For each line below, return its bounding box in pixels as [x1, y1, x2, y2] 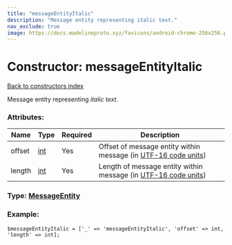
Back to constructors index [7, 82, 84, 90]
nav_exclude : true [7, 23, 60, 30]
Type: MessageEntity [7, 191, 81, 201]
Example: [7, 210, 39, 219]
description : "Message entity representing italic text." [7, 17, 177, 23]
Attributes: [7, 112, 45, 122]
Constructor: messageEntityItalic [7, 59, 202, 75]
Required [61, 130, 93, 140]
